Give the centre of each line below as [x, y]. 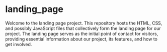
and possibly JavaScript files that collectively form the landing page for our [83, 28]
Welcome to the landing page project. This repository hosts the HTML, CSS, [84, 23]
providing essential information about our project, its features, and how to [81, 39]
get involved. [19, 44]
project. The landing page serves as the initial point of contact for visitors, [82, 33]
